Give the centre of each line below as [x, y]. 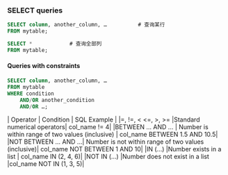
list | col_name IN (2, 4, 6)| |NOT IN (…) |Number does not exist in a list [108, 157]
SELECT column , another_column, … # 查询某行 [86, 25]
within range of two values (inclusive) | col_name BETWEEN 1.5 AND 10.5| [113, 135]
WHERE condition [31, 93]
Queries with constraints [44, 66]
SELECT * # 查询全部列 [55, 44]
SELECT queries [35, 10]
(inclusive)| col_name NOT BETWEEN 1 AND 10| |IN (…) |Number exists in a [114, 149]
